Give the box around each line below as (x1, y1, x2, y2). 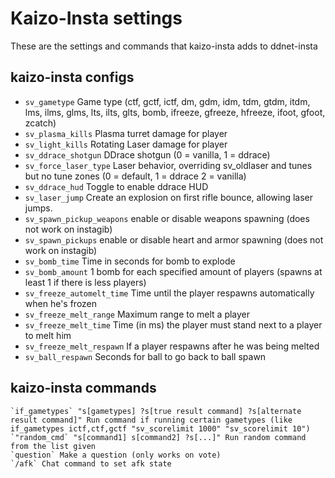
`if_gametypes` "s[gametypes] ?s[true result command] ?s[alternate (10, 406, 302, 416)
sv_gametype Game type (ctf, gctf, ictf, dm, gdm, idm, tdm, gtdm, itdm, (24, 95, 311, 107)
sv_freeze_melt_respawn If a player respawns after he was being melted (24, 340, 320, 352)
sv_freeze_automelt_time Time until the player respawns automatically (24, 287, 315, 299)
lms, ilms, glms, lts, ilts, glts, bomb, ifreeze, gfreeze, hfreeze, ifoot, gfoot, (24, 106, 326, 118)
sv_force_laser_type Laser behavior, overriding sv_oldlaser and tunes (24, 159, 313, 171)
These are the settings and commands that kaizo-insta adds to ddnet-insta (10, 40, 318, 52)
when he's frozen (24, 297, 98, 309)
